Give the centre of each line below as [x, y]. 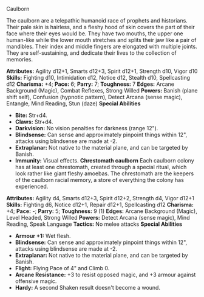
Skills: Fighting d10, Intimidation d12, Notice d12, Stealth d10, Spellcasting [98, 78]
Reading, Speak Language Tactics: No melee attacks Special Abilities [94, 224]
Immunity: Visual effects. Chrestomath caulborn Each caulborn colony [104, 160]
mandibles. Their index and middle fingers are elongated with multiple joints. [102, 46]
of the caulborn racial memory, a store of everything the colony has [99, 180]
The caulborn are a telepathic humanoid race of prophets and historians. [97, 20]
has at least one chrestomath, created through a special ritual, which [101, 167]
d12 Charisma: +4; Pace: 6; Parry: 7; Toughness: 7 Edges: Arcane [90, 84]
